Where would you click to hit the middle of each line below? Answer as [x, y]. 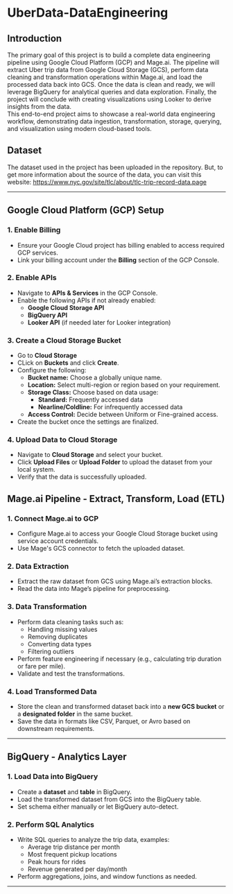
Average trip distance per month [74, 847]
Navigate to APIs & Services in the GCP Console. [87, 293]
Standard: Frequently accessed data [90, 399]
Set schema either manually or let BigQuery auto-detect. [98, 807]
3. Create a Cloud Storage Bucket [64, 340]
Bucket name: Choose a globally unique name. [95, 378]
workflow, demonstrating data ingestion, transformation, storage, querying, [114, 121]
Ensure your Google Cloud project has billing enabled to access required [121, 245]
